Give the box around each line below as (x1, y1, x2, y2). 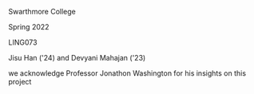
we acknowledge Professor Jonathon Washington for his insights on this (8, 69, 246, 78)
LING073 (8, 37, 38, 47)
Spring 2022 (8, 22, 50, 31)
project (8, 77, 32, 86)
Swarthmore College (8, 7, 76, 16)
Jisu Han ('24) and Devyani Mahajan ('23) (8, 53, 146, 62)
